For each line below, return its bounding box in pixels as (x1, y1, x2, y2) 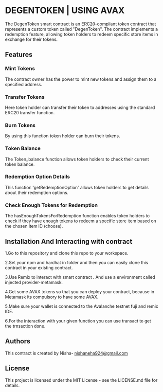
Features (5, 51, 33, 59)
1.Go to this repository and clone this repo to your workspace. (5, 250, 128, 256)
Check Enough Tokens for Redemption (5, 202, 98, 209)
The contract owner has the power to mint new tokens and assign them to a (5, 76, 157, 82)
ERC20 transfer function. (5, 109, 55, 115)
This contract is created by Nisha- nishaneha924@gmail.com (5, 350, 128, 356)
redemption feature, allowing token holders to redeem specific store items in (5, 31, 158, 37)
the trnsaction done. (5, 323, 46, 329)
